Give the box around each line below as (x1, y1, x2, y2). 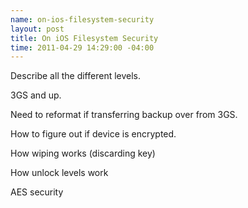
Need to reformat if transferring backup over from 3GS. (10, 109, 238, 121)
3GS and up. (10, 89, 62, 101)
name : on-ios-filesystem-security (10, 14, 155, 25)
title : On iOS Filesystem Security (10, 33, 159, 43)
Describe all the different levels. (10, 70, 142, 82)
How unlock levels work (10, 167, 109, 179)
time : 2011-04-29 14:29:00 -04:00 (10, 42, 155, 53)
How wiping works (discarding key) (10, 147, 156, 160)
